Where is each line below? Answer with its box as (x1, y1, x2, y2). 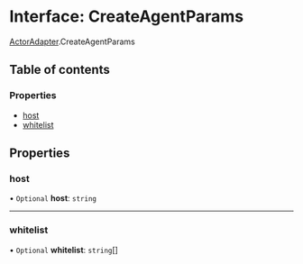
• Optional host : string (9, 193, 97, 204)
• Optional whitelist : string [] (9, 244, 119, 255)
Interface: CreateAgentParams (9, 6, 244, 27)
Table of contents (9, 62, 110, 77)
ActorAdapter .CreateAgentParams (9, 36, 135, 47)
